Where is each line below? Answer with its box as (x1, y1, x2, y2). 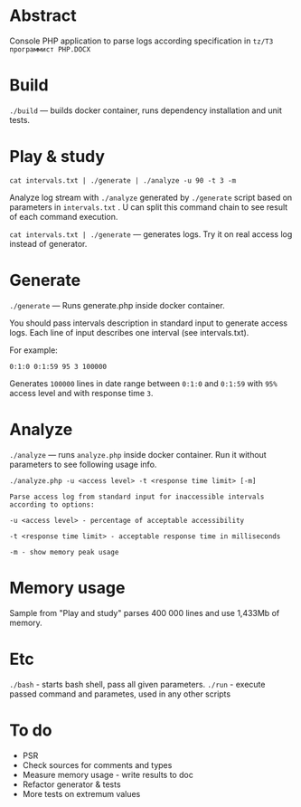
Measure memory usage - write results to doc (22, 769, 194, 780)
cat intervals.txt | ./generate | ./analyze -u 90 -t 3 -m (9, 176, 237, 185)
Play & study (9, 147, 106, 167)
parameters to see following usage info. (9, 459, 157, 470)
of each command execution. (9, 211, 118, 222)
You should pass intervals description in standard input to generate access (9, 318, 287, 328)
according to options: (9, 499, 95, 509)
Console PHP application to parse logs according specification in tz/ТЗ (9, 35, 274, 46)
